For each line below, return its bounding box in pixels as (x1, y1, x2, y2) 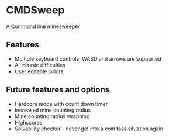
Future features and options (6, 85, 110, 95)
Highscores (14, 119, 43, 126)
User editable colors (14, 68, 64, 75)
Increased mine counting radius (14, 106, 91, 113)
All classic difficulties (14, 61, 66, 68)
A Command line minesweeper (6, 23, 80, 30)
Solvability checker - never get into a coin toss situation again (14, 125, 164, 132)
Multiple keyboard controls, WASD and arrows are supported (14, 55, 161, 62)
